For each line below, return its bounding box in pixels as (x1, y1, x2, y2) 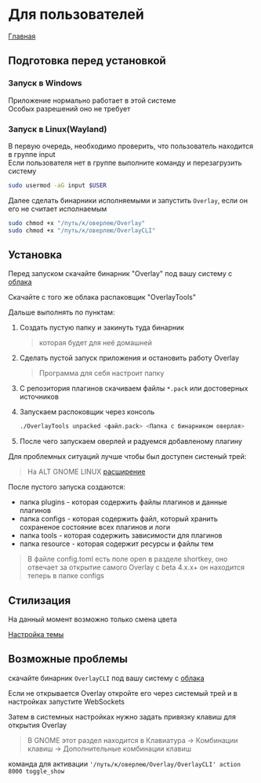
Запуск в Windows (8, 78, 82, 89)
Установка (8, 248, 63, 261)
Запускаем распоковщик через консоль (19, 407, 155, 417)
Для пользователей (8, 5, 145, 24)
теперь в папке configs (27, 571, 104, 581)
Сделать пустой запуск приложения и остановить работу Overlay (19, 353, 240, 362)
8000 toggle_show (8, 767, 65, 775)
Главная (8, 31, 36, 41)
